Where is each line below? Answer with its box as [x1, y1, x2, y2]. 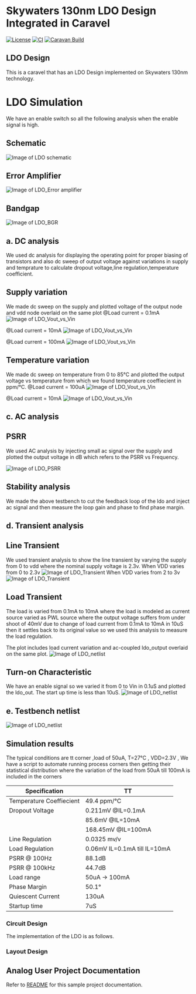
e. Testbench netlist [6, 706, 80, 716]
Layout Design [6, 948, 48, 956]
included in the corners [6, 773, 63, 780]
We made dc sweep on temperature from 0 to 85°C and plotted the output [6, 371, 185, 378]
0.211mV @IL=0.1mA [85, 807, 146, 815]
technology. [6, 75, 35, 82]
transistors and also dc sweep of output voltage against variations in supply [6, 257, 188, 265]
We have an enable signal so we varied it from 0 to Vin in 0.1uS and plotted [6, 683, 186, 690]
